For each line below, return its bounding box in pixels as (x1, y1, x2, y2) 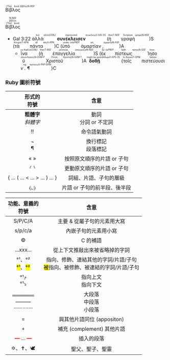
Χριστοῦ (45, 58, 64, 64)
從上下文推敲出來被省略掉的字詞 (53, 247, 130, 254)
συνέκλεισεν (57, 36, 86, 42)
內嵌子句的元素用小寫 (65, 227, 117, 234)
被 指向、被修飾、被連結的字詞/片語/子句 (43, 264, 139, 271)
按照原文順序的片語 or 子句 (64, 155, 129, 163)
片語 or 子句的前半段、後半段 (62, 184, 131, 191)
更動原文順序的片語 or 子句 (64, 165, 129, 172)
